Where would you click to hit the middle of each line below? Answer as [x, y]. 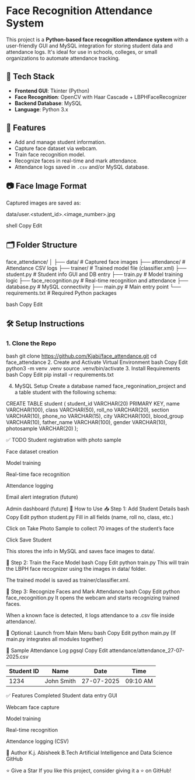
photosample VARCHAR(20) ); [42, 428]
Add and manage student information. [60, 142]
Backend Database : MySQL [48, 103]
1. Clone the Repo [31, 343]
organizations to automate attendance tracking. [63, 58]
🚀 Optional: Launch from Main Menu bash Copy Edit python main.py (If [91, 633]
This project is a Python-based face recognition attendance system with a [97, 39]
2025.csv [18, 656]
